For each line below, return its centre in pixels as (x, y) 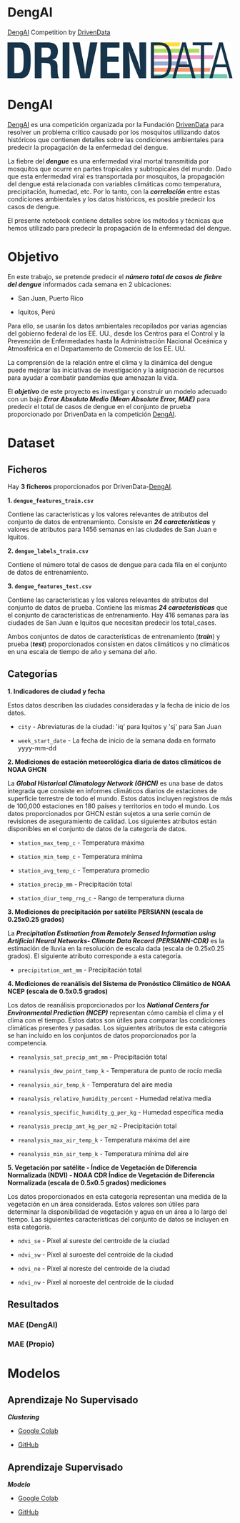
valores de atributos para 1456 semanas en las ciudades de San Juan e (112, 530)
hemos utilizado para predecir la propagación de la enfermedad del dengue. (120, 228)
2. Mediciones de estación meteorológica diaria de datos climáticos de (114, 762)
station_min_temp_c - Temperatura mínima (80, 856)
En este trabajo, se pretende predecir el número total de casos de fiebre (115, 277)
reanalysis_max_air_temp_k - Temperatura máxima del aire (104, 1140)
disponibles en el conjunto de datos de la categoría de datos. (97, 828)
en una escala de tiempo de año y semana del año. (82, 652)
